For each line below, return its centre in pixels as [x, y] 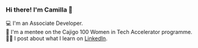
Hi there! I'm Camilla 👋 [39, 10]
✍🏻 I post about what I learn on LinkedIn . [57, 38]
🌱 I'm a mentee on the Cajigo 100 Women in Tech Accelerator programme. [99, 32]
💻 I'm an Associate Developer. [44, 23]
